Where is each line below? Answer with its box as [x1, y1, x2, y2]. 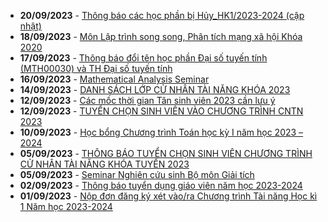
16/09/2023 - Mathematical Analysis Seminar [19, 73, 210, 85]
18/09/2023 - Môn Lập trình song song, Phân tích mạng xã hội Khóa [19, 31, 303, 42]
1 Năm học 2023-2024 [19, 201, 113, 212]
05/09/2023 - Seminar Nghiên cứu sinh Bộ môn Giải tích [19, 169, 255, 180]
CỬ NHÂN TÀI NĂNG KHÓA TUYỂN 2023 [19, 158, 190, 170]
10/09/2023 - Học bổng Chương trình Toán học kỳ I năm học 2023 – [19, 126, 304, 138]
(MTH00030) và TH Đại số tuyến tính [19, 63, 173, 74]
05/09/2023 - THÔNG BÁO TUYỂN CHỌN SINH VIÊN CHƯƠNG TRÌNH [19, 148, 313, 159]
